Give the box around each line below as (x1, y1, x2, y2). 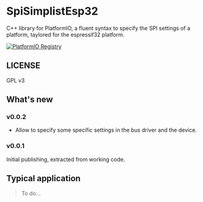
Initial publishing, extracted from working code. (6, 156, 125, 163)
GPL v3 (6, 76, 25, 84)
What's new (6, 95, 53, 105)
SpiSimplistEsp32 (6, 4, 98, 18)
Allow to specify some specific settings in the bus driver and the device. (15, 126, 197, 134)
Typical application (6, 173, 81, 184)
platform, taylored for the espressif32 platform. (6, 31, 125, 38)
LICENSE (6, 60, 41, 71)
